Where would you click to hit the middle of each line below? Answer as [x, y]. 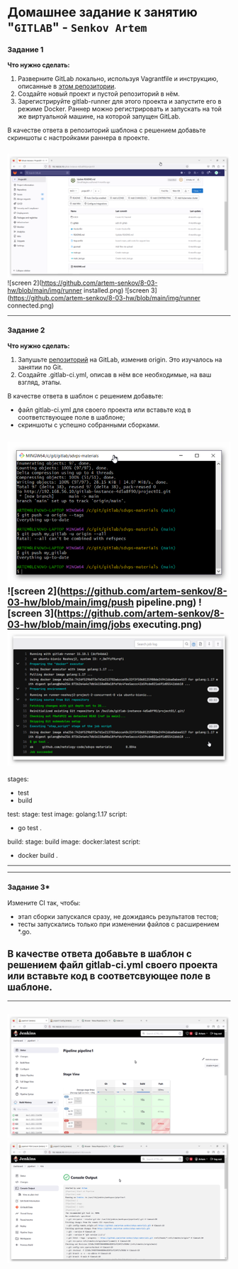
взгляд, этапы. [40, 382]
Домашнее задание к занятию [103, 12]
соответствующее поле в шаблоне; [71, 417]
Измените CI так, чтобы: [44, 903]
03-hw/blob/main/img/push [71, 602]
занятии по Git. [40, 367]
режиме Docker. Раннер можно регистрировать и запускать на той [119, 109]
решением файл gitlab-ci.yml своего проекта [113, 965]
